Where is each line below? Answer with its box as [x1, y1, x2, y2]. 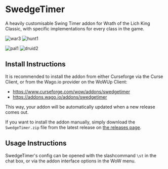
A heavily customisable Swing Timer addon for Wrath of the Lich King [5, 20, 150, 26]
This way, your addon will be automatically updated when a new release [5, 104, 155, 110]
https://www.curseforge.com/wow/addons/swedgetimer [12, 89, 131, 95]
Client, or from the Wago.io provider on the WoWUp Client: [5, 78, 128, 85]
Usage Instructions [5, 139, 67, 148]
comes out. [5, 109, 29, 115]
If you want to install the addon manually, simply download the [5, 119, 136, 125]
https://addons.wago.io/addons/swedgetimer [12, 94, 107, 100]
